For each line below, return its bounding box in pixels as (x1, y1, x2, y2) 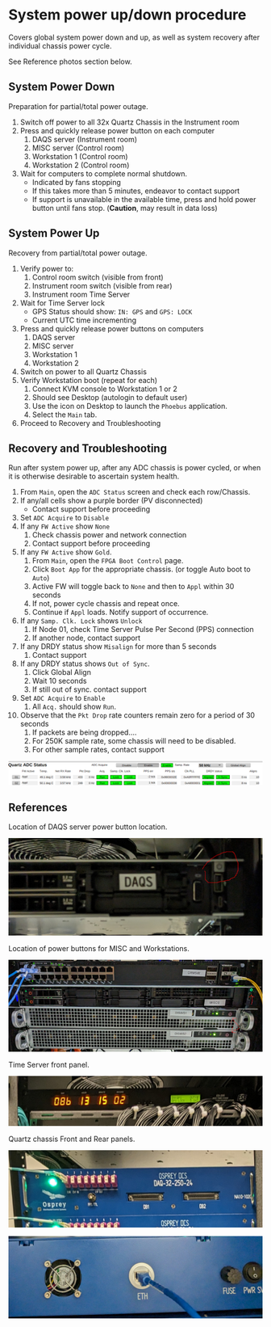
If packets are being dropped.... (31, 727, 137, 737)
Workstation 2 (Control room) (31, 160, 130, 170)
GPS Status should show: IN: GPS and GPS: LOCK (31, 306, 193, 316)
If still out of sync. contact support (31, 685, 147, 694)
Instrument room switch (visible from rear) (31, 280, 173, 290)
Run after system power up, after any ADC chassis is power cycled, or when (8, 463, 261, 473)
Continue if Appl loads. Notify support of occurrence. (31, 608, 209, 617)
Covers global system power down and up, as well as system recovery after (8, 32, 261, 42)
